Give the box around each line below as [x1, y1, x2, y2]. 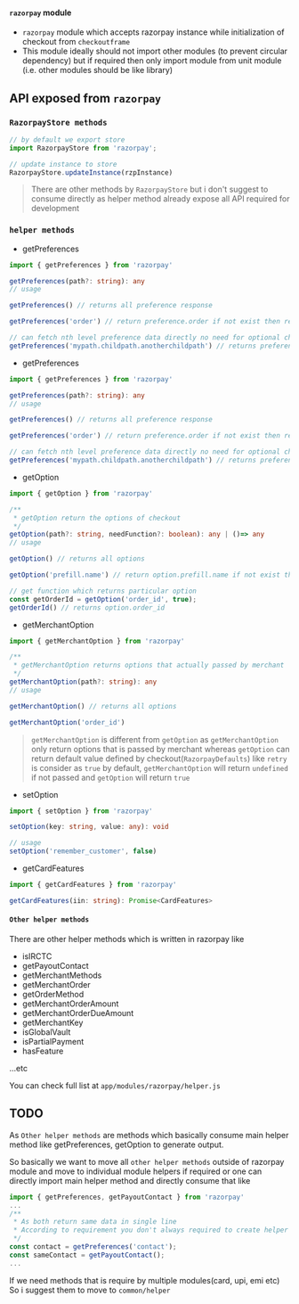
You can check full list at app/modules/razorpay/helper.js [9, 1080, 221, 1091]
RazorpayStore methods [9, 117, 108, 127]
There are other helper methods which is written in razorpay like [9, 934, 245, 945]
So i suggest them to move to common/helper [9, 1284, 171, 1295]
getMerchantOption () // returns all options [9, 701, 177, 710]
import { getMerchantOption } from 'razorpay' [9, 636, 185, 645]
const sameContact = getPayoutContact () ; [9, 1251, 166, 1259]
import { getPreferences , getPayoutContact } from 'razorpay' [9, 1193, 245, 1201]
